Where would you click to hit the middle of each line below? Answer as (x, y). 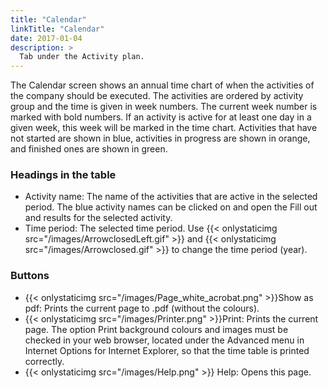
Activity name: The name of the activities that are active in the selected (171, 197)
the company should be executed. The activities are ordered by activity (157, 96)
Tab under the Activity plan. (82, 57)
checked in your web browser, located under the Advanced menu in (164, 340)
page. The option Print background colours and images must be (156, 329)
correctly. (44, 361)
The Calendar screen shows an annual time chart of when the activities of (162, 85)
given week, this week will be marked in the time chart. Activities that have (164, 128)
